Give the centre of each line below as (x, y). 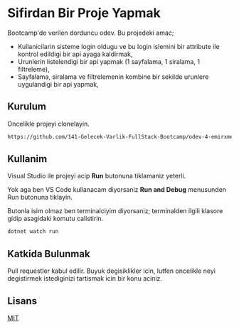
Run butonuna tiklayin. (40, 198)
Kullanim (27, 159)
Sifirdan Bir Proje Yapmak (84, 13)
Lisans (22, 301)
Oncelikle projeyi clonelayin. (49, 124)
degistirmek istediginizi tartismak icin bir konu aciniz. (85, 279)
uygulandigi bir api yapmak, (58, 84)
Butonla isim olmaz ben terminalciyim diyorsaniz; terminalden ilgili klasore (115, 211)
